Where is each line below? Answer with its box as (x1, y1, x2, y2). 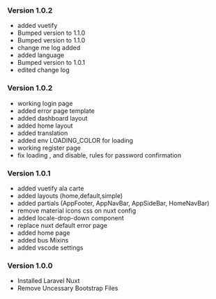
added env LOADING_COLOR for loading (17, 136, 134, 144)
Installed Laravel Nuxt (17, 277, 80, 285)
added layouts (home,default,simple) (17, 191, 123, 200)
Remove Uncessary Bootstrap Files (17, 284, 118, 293)
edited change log (17, 66, 70, 75)
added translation (17, 128, 68, 137)
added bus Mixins (17, 236, 69, 244)
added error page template (17, 107, 95, 115)
